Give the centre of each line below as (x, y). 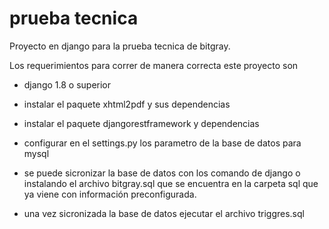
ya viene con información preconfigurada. (110, 194)
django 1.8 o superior (67, 84)
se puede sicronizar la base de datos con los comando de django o (162, 173)
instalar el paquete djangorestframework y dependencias (141, 123)
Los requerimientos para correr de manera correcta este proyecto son (154, 65)
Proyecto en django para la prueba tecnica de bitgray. (120, 46)
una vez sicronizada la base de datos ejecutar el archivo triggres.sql (164, 213)
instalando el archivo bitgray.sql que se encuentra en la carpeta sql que (171, 183)
